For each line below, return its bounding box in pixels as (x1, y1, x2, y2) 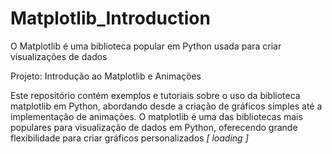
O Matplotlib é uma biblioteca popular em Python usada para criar (10, 40, 282, 52)
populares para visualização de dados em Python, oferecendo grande (10, 121, 298, 133)
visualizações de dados (10, 50, 108, 62)
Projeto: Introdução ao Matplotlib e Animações (10, 70, 202, 82)
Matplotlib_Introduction (10, 7, 211, 30)
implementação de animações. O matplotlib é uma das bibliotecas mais (10, 110, 303, 122)
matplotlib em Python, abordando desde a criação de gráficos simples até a (10, 100, 323, 112)
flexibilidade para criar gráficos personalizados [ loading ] (10, 132, 249, 144)
